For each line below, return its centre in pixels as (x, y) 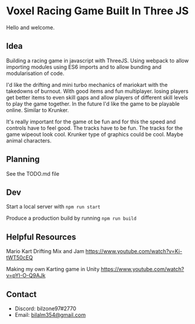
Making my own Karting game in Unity (53, 269)
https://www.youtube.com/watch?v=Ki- (134, 251)
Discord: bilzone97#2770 (45, 309)
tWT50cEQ (20, 258)
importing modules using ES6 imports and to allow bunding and (84, 67)
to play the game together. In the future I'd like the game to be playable (93, 104)
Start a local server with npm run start (54, 207)
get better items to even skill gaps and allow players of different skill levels (97, 97)
